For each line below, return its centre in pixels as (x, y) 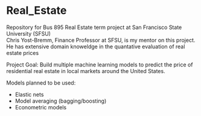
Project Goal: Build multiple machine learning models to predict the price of (100, 65)
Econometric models (41, 107)
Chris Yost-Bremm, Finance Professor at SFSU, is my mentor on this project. (101, 40)
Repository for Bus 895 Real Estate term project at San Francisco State (94, 27)
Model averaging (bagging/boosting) (61, 101)
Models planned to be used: (41, 83)
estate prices (23, 53)
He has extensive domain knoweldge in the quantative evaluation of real (96, 47)
